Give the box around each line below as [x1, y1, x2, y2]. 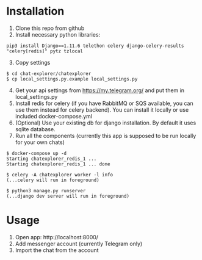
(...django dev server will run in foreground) [6, 193, 130, 199]
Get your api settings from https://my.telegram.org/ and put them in [15, 87, 185, 94]
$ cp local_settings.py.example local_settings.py [6, 76, 138, 82]
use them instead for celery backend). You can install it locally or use [15, 106, 189, 114]
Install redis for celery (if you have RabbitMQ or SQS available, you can [15, 99, 193, 107]
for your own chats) [15, 139, 65, 146]
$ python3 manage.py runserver [6, 187, 86, 193]
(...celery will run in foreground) [6, 177, 99, 183]
